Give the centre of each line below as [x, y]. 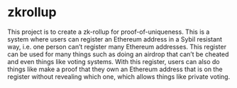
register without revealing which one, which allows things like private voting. [119, 76]
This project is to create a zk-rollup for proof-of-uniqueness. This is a [109, 32]
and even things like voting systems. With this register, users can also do [114, 61]
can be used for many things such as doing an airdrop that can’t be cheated [118, 54]
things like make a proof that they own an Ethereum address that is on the [115, 69]
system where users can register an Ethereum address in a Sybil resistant [115, 39]
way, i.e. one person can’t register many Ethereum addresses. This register [117, 46]
